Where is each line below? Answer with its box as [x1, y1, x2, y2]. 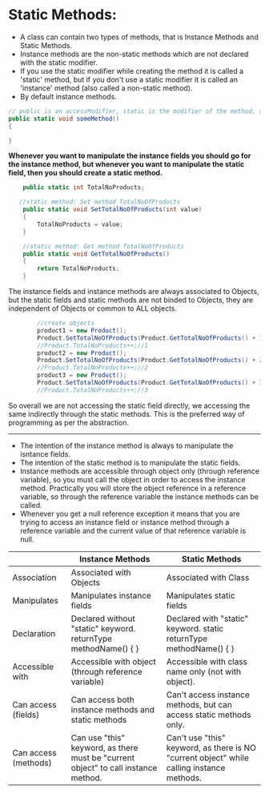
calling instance [166, 762, 226, 773]
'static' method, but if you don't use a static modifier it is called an [19, 75, 239, 84]
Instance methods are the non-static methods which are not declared [19, 49, 249, 58]
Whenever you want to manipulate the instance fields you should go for [8, 151, 251, 161]
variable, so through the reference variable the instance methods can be [19, 491, 259, 502]
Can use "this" [70, 732, 126, 743]
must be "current [70, 752, 134, 763]
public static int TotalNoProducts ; [22, 183, 146, 191]
